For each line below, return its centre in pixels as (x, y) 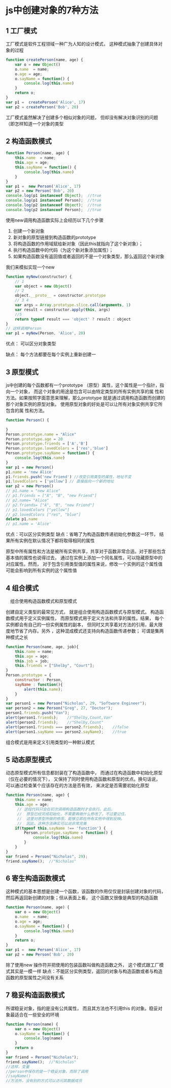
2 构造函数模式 (29, 141)
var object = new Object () (43, 286)
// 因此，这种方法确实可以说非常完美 (52, 823)
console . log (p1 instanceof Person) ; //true (54, 200)
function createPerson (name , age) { (44, 60)
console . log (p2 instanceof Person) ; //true (54, 210)
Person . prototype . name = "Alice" (41, 434)
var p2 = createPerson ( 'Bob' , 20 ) (42, 107)
